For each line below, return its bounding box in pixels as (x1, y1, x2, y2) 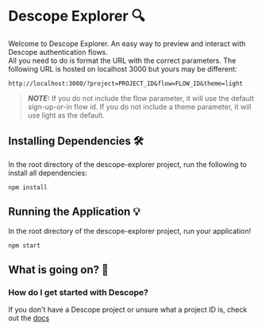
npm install (8, 183, 48, 192)
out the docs (8, 313, 50, 323)
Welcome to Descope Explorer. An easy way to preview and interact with (8, 38, 246, 49)
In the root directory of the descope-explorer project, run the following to (8, 159, 248, 169)
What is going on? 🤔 (8, 262, 109, 276)
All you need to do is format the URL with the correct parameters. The (8, 56, 237, 65)
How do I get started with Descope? (8, 286, 148, 297)
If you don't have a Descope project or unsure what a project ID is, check (8, 305, 248, 315)
